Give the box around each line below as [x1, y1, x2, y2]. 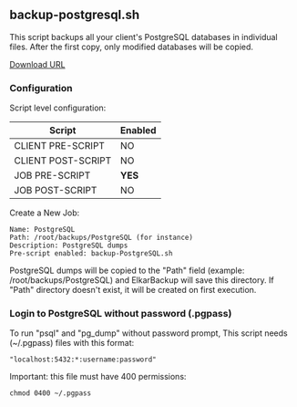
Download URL [9, 58, 66, 69]
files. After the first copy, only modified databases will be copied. [9, 41, 253, 52]
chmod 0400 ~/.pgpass [9, 389, 92, 398]
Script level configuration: [9, 102, 107, 113]
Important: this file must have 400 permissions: [9, 371, 187, 382]
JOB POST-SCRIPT [14, 184, 97, 197]
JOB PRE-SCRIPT [14, 169, 91, 182]
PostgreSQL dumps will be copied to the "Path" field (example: [9, 265, 245, 277]
